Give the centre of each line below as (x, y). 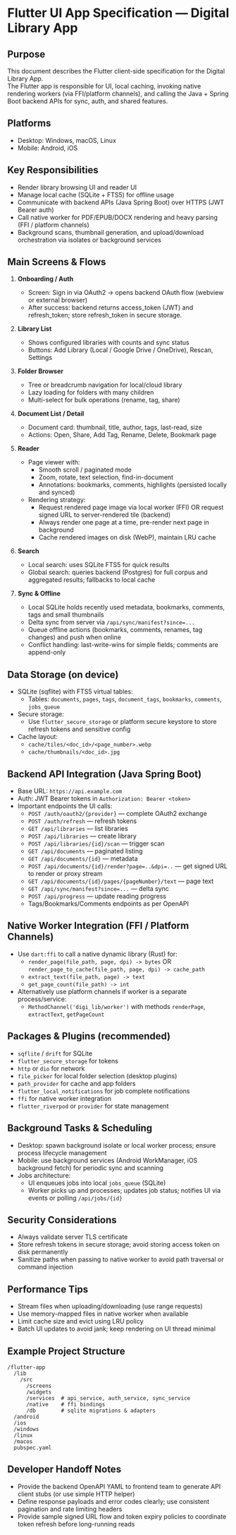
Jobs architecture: (44, 1175)
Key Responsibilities (53, 170)
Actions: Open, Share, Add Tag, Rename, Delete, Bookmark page (122, 435)
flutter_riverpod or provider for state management (93, 1106)
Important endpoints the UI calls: (65, 806)
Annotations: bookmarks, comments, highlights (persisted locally (133, 485)
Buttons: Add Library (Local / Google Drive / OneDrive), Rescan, (120, 350)
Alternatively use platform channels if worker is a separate (102, 991)
